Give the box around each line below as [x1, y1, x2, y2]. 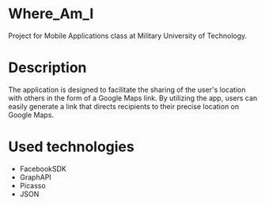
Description [8, 59, 87, 77]
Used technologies [8, 138, 134, 156]
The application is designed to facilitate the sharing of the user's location [8, 85, 246, 94]
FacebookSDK [19, 164, 67, 173]
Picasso [19, 180, 46, 190]
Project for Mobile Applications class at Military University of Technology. [8, 31, 248, 40]
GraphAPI [19, 172, 51, 182]
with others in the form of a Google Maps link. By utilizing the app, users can [8, 93, 258, 103]
